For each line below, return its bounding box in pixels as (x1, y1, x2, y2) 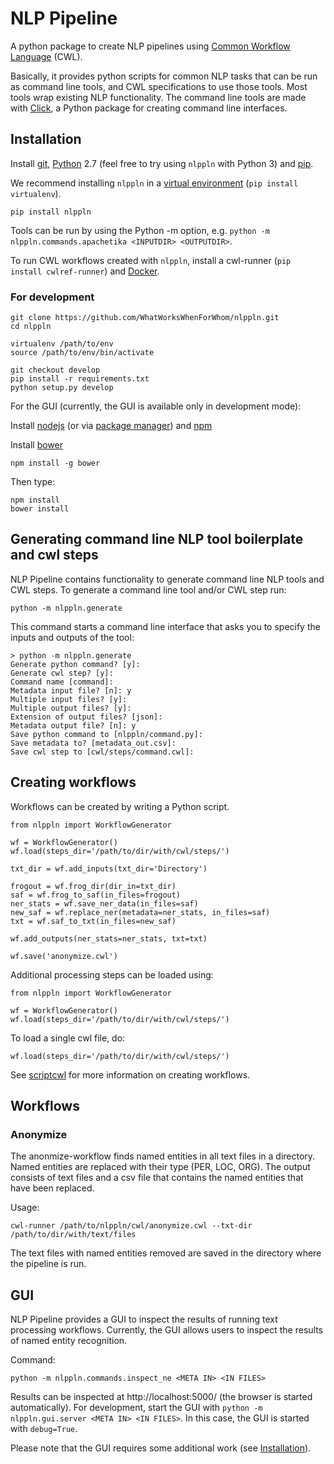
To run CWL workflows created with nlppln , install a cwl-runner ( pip (10, 254, 292, 266)
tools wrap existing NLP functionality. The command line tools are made (10, 91, 307, 103)
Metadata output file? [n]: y (10, 720, 137, 731)
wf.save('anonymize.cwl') (10, 951, 118, 961)
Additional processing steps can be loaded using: (10, 968, 214, 981)
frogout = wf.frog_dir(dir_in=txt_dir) (10, 881, 177, 891)
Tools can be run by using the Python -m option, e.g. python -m (10, 224, 270, 236)
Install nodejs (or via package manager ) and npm (10, 420, 213, 432)
